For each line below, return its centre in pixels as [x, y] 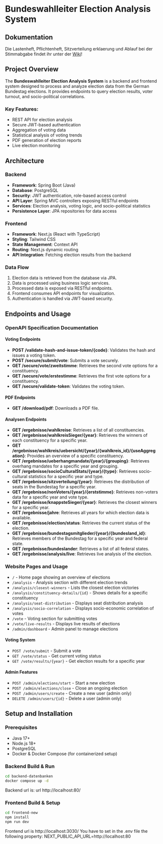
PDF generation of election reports [47, 140]
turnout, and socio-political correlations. [45, 96]
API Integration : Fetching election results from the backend [72, 255]
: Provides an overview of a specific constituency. [74, 456]
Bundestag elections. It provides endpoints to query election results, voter [79, 91]
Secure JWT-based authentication [46, 125]
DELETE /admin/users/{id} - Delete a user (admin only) [67, 699]
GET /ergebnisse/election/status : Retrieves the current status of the [81, 523]
